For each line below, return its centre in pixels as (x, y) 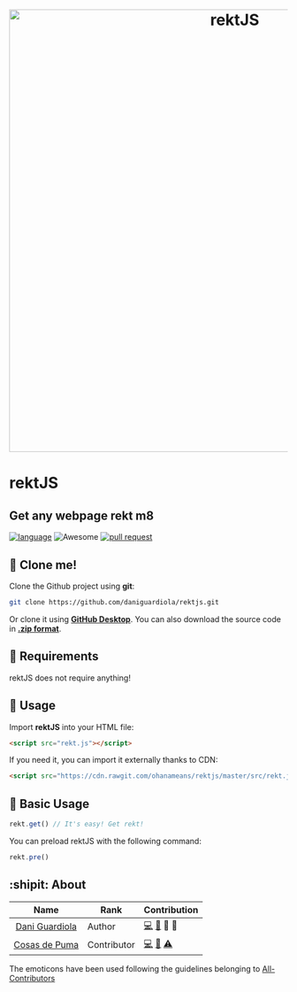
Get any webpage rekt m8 (82, 515)
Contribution (171, 910)
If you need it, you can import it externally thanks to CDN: (114, 760)
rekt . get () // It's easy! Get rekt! (76, 824)
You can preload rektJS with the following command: (105, 841)
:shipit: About (48, 885)
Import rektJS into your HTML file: (72, 727)
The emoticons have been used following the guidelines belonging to (135, 968)
